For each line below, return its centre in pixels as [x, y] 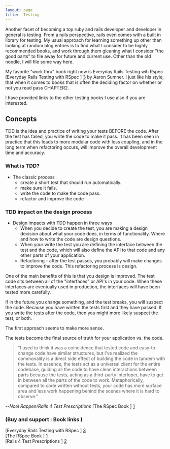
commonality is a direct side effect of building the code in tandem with [91, 358]
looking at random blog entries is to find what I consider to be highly [77, 45]
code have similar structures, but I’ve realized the [86, 353]
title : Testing [22, 15]
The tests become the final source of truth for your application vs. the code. [84, 338]
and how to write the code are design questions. [71, 239]
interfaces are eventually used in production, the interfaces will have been [83, 287]
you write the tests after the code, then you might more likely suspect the [82, 313]
